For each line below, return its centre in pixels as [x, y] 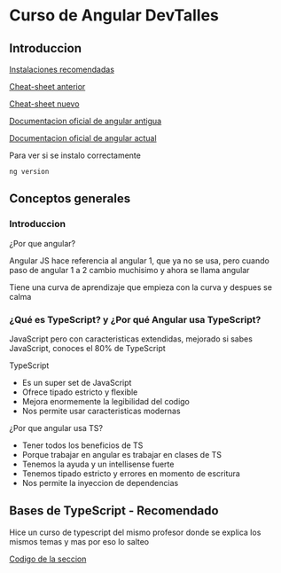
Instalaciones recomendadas [62, 69]
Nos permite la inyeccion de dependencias [100, 483]
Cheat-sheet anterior [47, 86]
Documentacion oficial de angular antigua [86, 121]
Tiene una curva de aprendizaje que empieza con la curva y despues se [141, 287]
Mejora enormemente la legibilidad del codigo [106, 401]
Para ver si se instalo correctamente [75, 155]
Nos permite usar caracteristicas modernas [101, 411]
